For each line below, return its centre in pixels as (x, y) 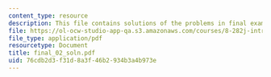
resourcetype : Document (48, 46)
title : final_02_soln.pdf (52, 53)
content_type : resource (48, 16)
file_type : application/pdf (56, 38)
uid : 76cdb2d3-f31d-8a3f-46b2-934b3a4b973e (83, 61)
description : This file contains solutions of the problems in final (128, 23)
